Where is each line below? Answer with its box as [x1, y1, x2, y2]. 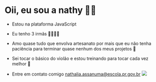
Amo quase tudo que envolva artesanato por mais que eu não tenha [11, 40, 152, 46]
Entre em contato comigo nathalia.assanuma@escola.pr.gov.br [11, 71, 141, 77]
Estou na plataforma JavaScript [11, 21, 77, 27]
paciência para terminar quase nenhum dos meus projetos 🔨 [11, 45, 137, 51]
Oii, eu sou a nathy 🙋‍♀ [4, 4, 97, 16]
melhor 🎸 [11, 60, 31, 66]
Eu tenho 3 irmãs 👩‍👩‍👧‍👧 [11, 30, 60, 36]
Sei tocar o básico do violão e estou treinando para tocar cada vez [11, 55, 149, 61]
